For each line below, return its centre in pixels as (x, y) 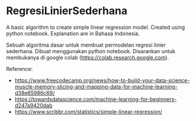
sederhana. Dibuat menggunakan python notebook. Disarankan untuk (91, 51)
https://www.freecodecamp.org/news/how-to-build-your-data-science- (102, 80)
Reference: (19, 68)
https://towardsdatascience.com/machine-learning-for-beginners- (96, 99)
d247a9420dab (33, 105)
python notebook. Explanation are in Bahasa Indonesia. (73, 33)
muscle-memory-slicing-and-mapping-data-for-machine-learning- (96, 86)
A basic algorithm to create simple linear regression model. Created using (95, 27)
